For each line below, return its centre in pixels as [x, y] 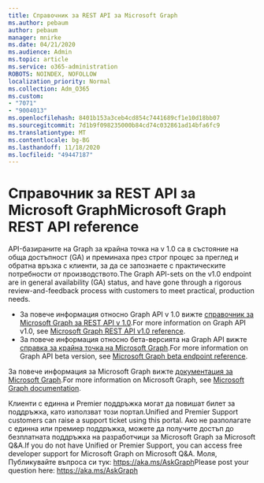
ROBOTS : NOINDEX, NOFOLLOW [52, 74]
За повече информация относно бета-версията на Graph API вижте [133, 340]
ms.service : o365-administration [63, 67]
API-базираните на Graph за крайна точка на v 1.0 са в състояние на [123, 249]
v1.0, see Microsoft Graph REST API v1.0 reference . [102, 331]
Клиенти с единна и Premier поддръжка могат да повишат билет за [122, 403]
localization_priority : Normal [59, 81]
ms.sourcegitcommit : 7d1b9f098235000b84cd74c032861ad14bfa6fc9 [114, 125]
